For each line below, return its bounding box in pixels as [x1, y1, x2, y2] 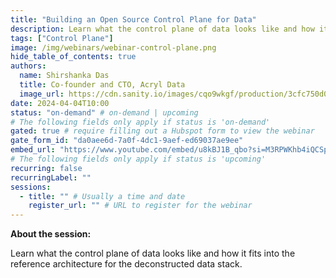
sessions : [10, 182, 52, 192]
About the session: [10, 228, 92, 240]
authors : [10, 61, 47, 71]
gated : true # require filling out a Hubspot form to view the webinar [10, 126, 315, 136]
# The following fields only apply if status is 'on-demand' [10, 117, 271, 127]
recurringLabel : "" [10, 172, 92, 183]
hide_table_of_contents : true [10, 52, 137, 62]
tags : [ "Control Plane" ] [10, 33, 114, 43]
